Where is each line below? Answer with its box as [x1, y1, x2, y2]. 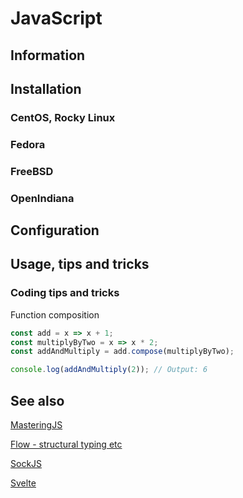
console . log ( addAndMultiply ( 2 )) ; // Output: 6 [10, 365, 208, 375]
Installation [10, 80, 82, 97]
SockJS [10, 458, 43, 470]
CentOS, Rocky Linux [10, 110, 116, 124]
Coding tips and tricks [10, 286, 120, 300]
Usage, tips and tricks [10, 256, 150, 273]
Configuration [10, 222, 100, 239]
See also [10, 392, 65, 409]
